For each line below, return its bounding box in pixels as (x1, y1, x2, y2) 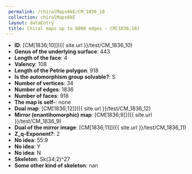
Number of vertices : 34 (14, 80, 74, 87)
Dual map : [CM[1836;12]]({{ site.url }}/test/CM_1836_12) (14, 105, 151, 112)
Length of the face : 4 (14, 54, 68, 61)
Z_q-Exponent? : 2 (14, 130, 60, 138)
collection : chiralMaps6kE (8, 14, 76, 20)
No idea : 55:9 (14, 136, 48, 144)
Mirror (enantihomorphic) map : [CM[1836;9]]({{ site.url (14, 111, 153, 119)
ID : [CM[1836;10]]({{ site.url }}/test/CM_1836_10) (14, 42, 133, 49)
